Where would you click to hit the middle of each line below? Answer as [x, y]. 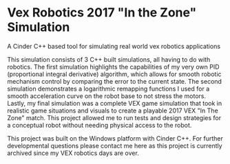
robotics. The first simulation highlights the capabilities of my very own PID [113, 67]
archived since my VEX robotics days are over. [73, 153]
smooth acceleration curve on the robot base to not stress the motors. [107, 96]
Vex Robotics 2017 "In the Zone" [102, 13]
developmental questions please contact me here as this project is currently [115, 145]
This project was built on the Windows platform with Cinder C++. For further [115, 138]
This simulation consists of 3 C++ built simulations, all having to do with [109, 59]
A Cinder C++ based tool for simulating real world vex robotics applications [114, 46]
